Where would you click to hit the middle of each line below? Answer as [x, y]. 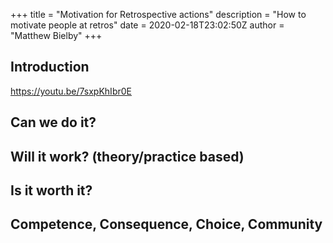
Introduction [50, 67]
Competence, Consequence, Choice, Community [166, 224]
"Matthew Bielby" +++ [56, 35]
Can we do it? [53, 122]
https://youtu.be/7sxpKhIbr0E [71, 91]
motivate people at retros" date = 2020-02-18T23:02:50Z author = [147, 25]
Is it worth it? [51, 190]
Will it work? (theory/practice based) [127, 156]
